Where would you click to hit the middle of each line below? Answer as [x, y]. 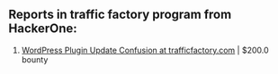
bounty [35, 59]
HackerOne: [43, 29]
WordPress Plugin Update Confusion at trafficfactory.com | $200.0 [145, 50]
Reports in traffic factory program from [120, 15]
